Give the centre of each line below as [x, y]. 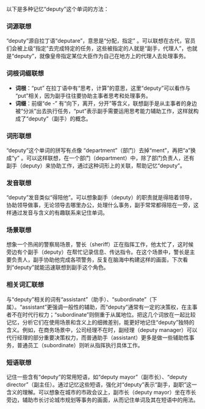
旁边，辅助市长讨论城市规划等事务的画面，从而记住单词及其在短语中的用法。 [103, 400]
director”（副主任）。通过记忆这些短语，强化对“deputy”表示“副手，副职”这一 [102, 385]
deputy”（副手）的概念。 [60, 119]
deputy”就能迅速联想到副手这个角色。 [62, 267]
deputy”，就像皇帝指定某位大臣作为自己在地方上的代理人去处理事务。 [102, 56]
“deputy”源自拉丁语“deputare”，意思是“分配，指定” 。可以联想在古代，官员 [101, 41]
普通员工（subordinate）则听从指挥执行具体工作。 [80, 345]
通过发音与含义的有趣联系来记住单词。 [59, 213]
